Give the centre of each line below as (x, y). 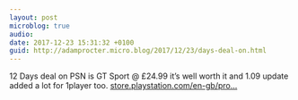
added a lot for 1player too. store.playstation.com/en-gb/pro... (123, 86)
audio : (22, 34)
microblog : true (39, 26)
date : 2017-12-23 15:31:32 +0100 (72, 42)
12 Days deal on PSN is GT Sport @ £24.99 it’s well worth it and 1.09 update (149, 76)
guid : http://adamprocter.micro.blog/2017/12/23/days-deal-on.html (138, 51)
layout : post (34, 17)
